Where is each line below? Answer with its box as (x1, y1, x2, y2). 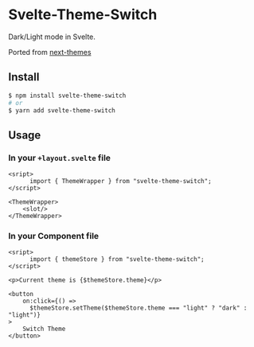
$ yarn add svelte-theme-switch (8, 106, 115, 115)
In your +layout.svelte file (8, 152, 111, 163)
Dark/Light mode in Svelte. (8, 32, 96, 41)
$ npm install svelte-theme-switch (8, 92, 127, 99)
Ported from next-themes (8, 47, 92, 57)
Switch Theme (22, 325, 66, 333)
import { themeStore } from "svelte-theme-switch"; (29, 255, 205, 263)
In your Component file (8, 230, 100, 241)
